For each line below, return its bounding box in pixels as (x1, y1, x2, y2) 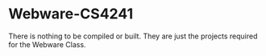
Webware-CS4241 (8, 5, 134, 23)
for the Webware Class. (8, 39, 86, 49)
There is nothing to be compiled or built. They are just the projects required (8, 31, 258, 41)
